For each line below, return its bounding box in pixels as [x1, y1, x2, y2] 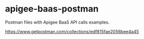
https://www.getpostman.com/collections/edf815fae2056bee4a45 [5, 28, 139, 34]
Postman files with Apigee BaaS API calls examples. [5, 19, 110, 25]
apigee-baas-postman [5, 3, 99, 14]
